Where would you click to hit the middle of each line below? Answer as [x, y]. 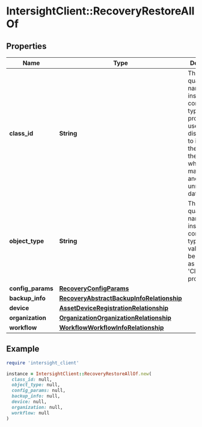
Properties [26, 46]
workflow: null [31, 413]
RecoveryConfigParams [94, 288]
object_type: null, [36, 385]
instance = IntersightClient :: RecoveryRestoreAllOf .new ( [79, 374]
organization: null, [37, 407]
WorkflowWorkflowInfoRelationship [112, 328]
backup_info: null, [36, 396]
